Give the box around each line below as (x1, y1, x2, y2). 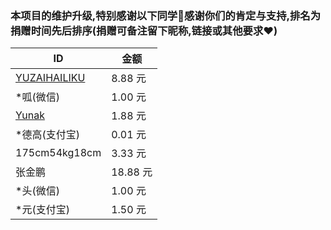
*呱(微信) (15, 90, 60, 104)
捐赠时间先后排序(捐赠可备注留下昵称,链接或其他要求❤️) (10, 23, 278, 37)
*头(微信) (15, 184, 60, 198)
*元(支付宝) (15, 203, 70, 217)
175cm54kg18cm (15, 146, 102, 160)
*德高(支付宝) (15, 128, 80, 142)
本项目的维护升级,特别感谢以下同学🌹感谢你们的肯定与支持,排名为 (10, 8, 322, 22)
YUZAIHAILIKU (15, 71, 86, 85)
